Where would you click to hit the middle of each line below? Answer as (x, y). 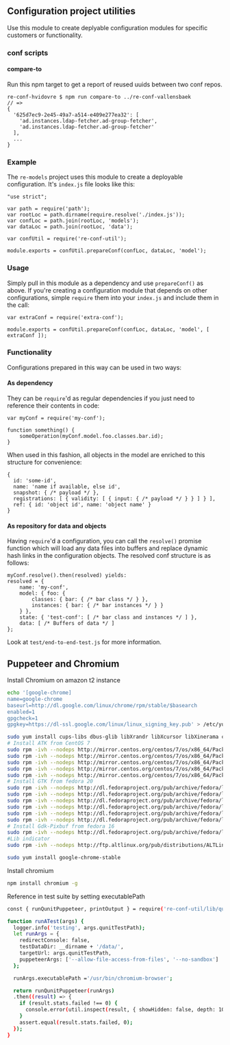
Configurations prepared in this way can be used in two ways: (94, 367)
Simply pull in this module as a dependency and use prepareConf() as (105, 283)
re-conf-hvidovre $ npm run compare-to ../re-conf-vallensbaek (99, 97)
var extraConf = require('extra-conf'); (66, 317)
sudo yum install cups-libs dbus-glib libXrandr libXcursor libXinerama (113, 737)
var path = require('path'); (49, 209)
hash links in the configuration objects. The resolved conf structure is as (109, 556)
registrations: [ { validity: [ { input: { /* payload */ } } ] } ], (114, 499)
